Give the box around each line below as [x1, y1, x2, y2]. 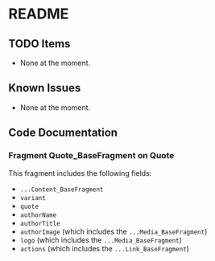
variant [19, 194, 46, 202]
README [8, 5, 69, 23]
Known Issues [8, 81, 81, 95]
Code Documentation [8, 126, 118, 140]
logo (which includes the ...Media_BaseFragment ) [19, 234, 183, 245]
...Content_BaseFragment [19, 186, 104, 194]
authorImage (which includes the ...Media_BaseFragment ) [19, 226, 208, 236]
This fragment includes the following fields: [8, 168, 152, 177]
